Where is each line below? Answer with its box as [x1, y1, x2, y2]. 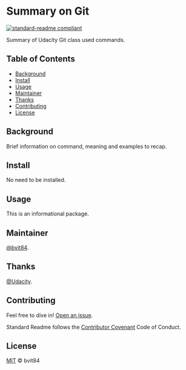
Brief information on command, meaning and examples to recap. [6, 142, 167, 150]
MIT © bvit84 [6, 357, 40, 365]
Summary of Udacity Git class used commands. [6, 36, 125, 43]
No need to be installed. [6, 176, 66, 184]
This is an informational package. [6, 210, 89, 217]
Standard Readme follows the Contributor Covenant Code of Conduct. [6, 323, 181, 330]
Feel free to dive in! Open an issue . [6, 312, 93, 319]
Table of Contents [6, 54, 76, 65]
